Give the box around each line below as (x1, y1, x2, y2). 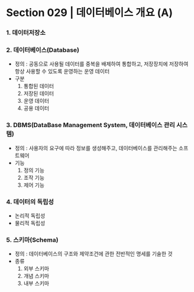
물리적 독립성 (14, 220, 46, 226)
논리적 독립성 (14, 212, 46, 219)
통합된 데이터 (23, 83, 54, 90)
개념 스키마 (23, 272, 49, 280)
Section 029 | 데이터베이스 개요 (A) (6, 6, 173, 20)
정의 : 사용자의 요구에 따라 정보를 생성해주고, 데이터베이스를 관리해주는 (14, 144, 177, 151)
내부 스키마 (23, 280, 49, 287)
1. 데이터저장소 (6, 28, 46, 37)
